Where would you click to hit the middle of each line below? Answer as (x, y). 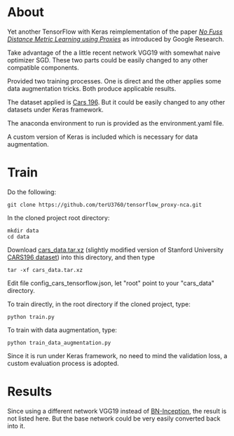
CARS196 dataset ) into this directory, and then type (81, 257)
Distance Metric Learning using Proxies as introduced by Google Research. (116, 39)
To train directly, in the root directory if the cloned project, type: (99, 304)
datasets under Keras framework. (55, 109)
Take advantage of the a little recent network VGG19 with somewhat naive (114, 53)
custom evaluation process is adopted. (63, 363)
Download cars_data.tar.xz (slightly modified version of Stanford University (116, 250)
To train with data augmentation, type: (62, 329)
